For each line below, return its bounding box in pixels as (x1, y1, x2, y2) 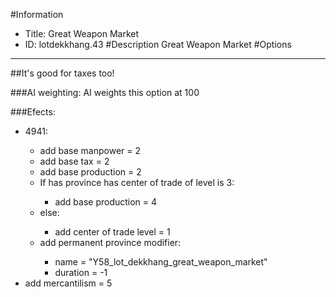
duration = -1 (54, 267, 108, 278)
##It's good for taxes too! (10, 67, 115, 79)
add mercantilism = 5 (24, 277, 113, 289)
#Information (10, 9, 64, 20)
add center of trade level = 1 (54, 226, 171, 238)
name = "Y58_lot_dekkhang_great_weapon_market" (54, 256, 268, 268)
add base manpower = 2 (39, 145, 142, 156)
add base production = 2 (39, 166, 142, 178)
